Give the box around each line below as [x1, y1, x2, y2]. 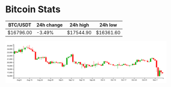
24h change [36, 22, 63, 28]
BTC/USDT [8, 22, 32, 28]
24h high [69, 22, 90, 28]
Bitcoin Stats [5, 4, 61, 15]
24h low [99, 22, 117, 28]
